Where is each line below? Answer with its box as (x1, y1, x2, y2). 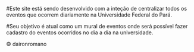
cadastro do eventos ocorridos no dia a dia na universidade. (6, 29, 154, 36)
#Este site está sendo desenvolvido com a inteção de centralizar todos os (6, 5, 187, 12)
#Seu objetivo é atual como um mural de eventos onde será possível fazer (6, 23, 188, 30)
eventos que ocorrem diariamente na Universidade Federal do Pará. (6, 11, 173, 18)
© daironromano (6, 41, 47, 47)
